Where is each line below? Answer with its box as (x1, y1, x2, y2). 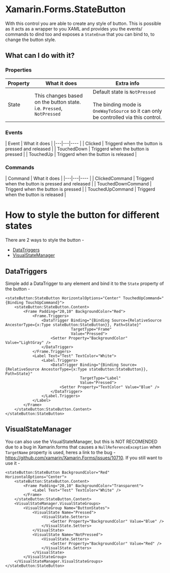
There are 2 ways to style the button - (5, 237, 84, 243)
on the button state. (34, 98, 81, 105)
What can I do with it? (5, 51, 75, 60)
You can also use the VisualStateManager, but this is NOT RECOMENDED (5, 438, 158, 444)
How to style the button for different (5, 209, 159, 221)
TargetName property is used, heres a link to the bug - (5, 449, 116, 455)
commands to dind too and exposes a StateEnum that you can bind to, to (5, 31, 155, 37)
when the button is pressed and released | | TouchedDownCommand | (5, 181, 152, 187)
